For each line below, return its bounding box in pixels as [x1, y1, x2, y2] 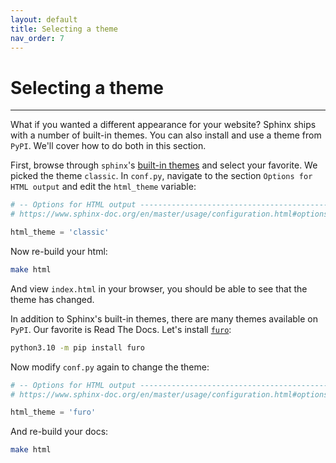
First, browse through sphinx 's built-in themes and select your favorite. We [10, 159, 318, 171]
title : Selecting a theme [10, 24, 118, 34]
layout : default [10, 14, 78, 25]
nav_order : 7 [10, 33, 65, 43]
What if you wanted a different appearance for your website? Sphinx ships [10, 119, 317, 131]
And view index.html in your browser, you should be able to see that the [10, 282, 308, 295]
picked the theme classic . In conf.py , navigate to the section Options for [10, 170, 313, 182]
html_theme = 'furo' [10, 407, 97, 418]
